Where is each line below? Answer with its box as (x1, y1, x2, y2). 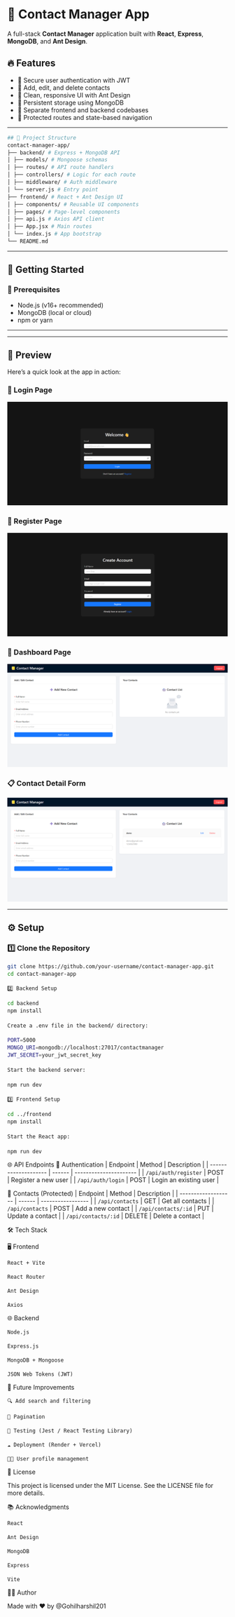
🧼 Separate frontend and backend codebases (17, 105, 149, 114)
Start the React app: (7, 1133, 71, 1140)
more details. (7, 1489, 45, 1497)
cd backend (7, 1000, 39, 1007)
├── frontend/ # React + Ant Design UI (7, 193, 124, 201)
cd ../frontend (7, 1111, 52, 1118)
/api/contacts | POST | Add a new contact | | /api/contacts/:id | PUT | (7, 1205, 214, 1213)
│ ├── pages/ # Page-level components (7, 208, 120, 215)
